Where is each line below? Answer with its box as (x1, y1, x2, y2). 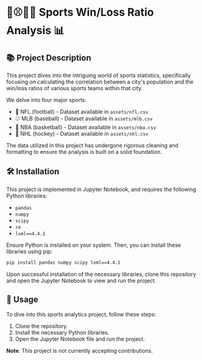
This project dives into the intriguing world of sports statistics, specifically (6, 72, 191, 79)
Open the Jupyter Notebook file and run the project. (15, 335, 145, 342)
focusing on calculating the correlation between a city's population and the (6, 78, 194, 85)
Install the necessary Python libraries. (15, 328, 110, 336)
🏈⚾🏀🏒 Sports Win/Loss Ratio (6, 5, 154, 19)
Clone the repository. (15, 322, 68, 330)
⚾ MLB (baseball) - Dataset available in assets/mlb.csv (15, 115, 153, 122)
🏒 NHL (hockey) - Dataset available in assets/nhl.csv (15, 130, 149, 137)
